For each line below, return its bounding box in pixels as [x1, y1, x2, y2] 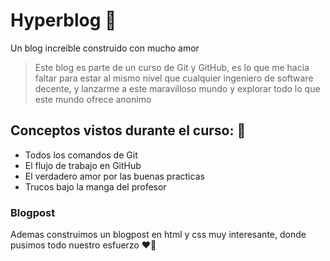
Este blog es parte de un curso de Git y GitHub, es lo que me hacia [34, 61, 310, 73]
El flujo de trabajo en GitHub [24, 159, 142, 171]
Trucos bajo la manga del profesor [24, 180, 167, 193]
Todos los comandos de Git [24, 149, 138, 161]
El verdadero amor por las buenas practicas [24, 170, 205, 182]
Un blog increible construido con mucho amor [10, 42, 200, 54]
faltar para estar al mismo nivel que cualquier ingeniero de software [34, 72, 314, 84]
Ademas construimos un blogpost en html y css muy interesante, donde [10, 229, 307, 241]
